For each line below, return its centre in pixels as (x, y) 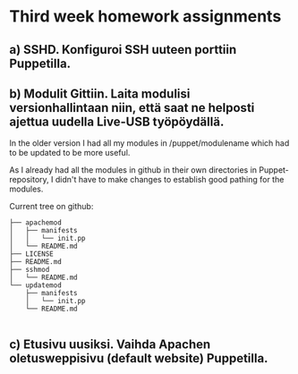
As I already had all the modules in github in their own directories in (133, 170)
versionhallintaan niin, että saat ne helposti (132, 108)
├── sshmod (30, 270)
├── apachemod (36, 223)
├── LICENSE (31, 254)
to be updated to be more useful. (70, 153)
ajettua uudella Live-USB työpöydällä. (117, 121)
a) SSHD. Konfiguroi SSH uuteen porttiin (123, 50)
